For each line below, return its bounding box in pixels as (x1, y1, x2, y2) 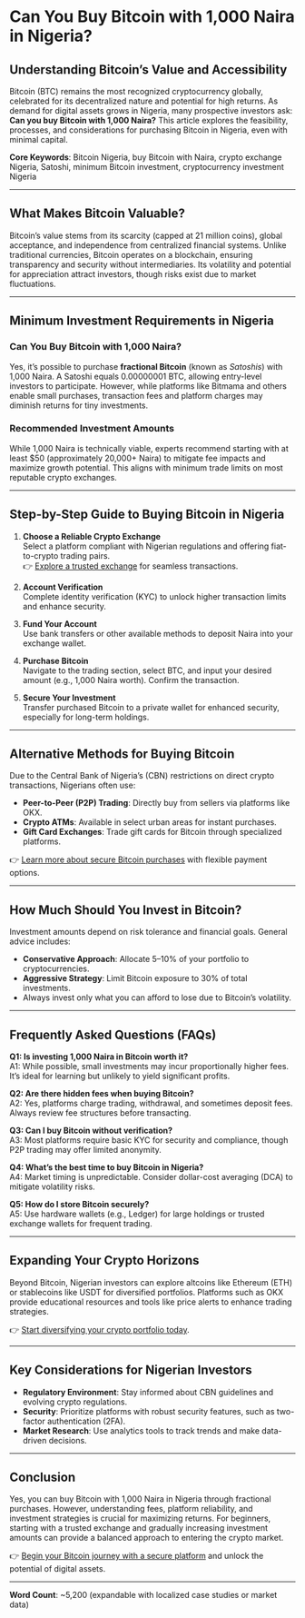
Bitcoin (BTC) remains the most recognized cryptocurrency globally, (9, 86, 263, 96)
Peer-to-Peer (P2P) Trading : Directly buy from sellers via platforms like (22, 798, 290, 809)
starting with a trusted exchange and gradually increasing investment (9, 1523, 269, 1534)
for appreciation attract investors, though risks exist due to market (9, 268, 257, 279)
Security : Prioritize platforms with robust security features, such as (22, 1405, 275, 1416)
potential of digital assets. (9, 1563, 106, 1574)
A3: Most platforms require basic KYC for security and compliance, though (9, 1135, 289, 1146)
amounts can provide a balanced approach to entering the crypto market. (9, 1533, 284, 1544)
